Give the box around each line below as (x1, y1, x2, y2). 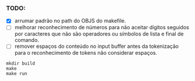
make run (6, 71, 28, 77)
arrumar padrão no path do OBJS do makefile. (14, 17, 126, 24)
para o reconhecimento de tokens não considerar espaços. (14, 50, 158, 57)
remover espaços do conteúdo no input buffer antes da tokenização (14, 43, 179, 50)
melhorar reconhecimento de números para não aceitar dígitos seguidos (14, 24, 189, 31)
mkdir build (6, 61, 35, 66)
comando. (14, 37, 39, 44)
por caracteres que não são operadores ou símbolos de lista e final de (14, 30, 184, 37)
